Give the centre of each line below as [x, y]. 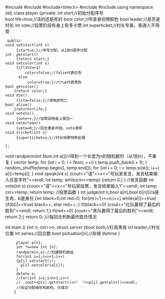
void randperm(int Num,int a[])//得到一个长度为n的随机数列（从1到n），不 [79, 156]
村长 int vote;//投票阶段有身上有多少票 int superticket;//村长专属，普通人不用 [82, 25]
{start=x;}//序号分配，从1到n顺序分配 [52, 50]
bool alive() [18, 105]
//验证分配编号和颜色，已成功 [42, 288]
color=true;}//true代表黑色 [54, 82]
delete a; [26, 274]
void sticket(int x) [26, 133]
